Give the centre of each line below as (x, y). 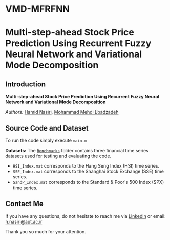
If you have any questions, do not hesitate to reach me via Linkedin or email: (86, 216)
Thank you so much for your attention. (46, 231)
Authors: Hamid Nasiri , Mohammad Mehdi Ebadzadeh (62, 112)
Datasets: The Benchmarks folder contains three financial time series (77, 150)
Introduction (26, 84)
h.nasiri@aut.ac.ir (24, 221)
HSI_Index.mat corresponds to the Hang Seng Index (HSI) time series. (86, 166)
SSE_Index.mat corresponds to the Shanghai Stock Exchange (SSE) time (88, 171)
